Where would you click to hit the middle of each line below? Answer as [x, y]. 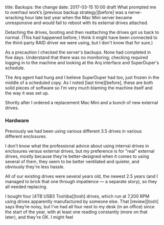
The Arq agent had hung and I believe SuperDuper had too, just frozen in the [82, 77]
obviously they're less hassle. [35, 167]
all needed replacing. [26, 187]
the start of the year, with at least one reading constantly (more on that [76, 212]
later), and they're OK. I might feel [39, 217]
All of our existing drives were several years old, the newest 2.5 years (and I [82, 176]
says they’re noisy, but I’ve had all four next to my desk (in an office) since [80, 207]
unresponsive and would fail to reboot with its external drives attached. [77, 23]
